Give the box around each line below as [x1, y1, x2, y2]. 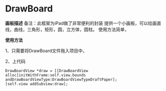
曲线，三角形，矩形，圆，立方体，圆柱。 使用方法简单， [13, 26, 129, 32]
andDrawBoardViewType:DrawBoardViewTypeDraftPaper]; [5, 77, 117, 82]
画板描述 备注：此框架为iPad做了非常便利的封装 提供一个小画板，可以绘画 [5, 20, 157, 26]
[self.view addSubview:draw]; [5, 81, 68, 86]
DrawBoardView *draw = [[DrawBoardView [5, 68, 88, 73]
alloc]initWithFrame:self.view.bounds [5, 72, 86, 77]
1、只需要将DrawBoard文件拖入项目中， [5, 47, 87, 53]
